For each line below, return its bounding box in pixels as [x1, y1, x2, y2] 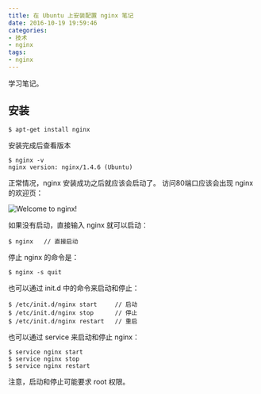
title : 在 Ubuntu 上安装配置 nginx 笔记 [8, 11, 134, 20]
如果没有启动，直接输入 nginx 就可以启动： [8, 220, 149, 230]
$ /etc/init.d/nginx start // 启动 [8, 300, 138, 308]
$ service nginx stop [8, 354, 80, 363]
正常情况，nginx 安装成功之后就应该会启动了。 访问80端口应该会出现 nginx [8, 178, 254, 187]
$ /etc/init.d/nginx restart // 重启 [8, 317, 138, 325]
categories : [8, 26, 48, 34]
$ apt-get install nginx [8, 125, 90, 133]
